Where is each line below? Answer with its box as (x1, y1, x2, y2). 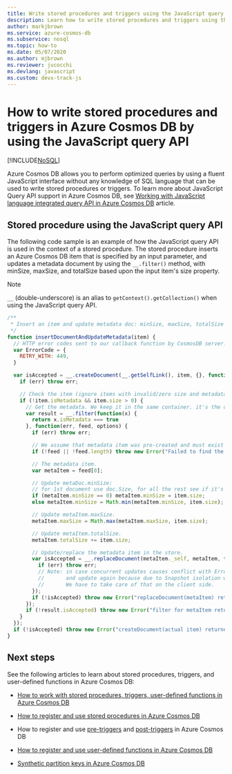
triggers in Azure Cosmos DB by (7, 119, 195, 135)
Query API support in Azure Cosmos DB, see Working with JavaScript (7, 191, 205, 200)
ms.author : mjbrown (7, 55, 64, 62)
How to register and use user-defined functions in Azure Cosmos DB (17, 746, 213, 754)
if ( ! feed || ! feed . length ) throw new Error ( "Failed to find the (32, 448, 224, 455)
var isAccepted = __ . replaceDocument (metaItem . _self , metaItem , (32, 556, 221, 563)
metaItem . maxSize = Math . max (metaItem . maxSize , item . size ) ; (32, 518, 209, 525)
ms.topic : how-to (7, 42, 57, 49)
